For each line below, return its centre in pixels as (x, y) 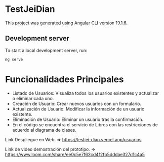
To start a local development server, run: (46, 50)
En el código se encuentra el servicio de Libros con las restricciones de (85, 124)
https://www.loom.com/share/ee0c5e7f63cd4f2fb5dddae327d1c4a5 (75, 154)
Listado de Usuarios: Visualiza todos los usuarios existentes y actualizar (85, 93)
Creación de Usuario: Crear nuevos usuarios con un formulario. (77, 104)
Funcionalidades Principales (64, 79)
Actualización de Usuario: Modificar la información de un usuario (78, 109)
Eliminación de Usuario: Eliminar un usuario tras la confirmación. (78, 119)
